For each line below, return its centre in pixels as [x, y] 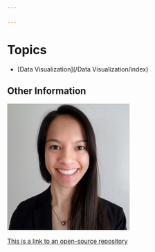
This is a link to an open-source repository [67, 241]
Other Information [47, 91]
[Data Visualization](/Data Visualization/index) [83, 69]
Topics [27, 50]
